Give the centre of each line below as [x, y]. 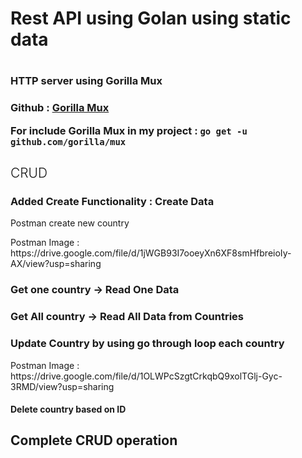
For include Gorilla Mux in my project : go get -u [129, 130]
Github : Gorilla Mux [60, 108]
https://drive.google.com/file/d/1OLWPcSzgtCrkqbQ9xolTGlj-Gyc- [146, 376]
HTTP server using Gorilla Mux [86, 81]
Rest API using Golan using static [151, 18]
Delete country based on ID [68, 409]
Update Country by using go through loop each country [147, 344]
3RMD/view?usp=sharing [62, 386]
